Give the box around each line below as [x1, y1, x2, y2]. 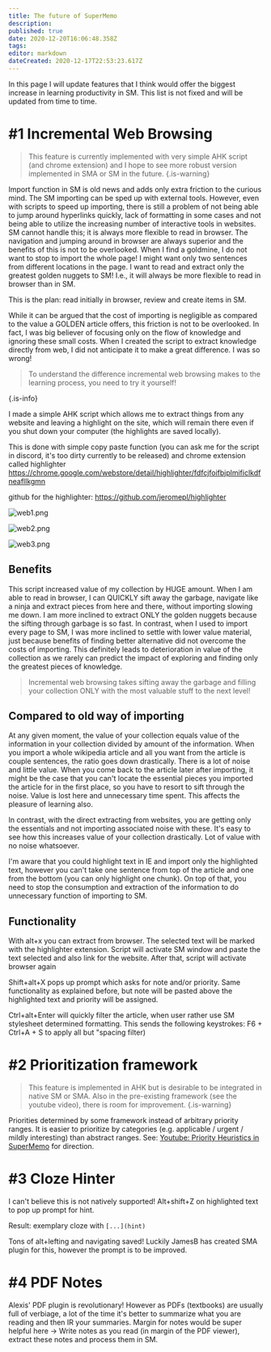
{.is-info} [8, 393, 38, 403]
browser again [8, 962, 57, 971]
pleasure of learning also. [8, 799, 94, 810]
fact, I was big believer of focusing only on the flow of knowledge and [8, 327, 241, 337]
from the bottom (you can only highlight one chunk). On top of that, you [8, 874, 247, 883]
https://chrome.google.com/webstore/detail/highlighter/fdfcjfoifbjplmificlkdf [8, 467, 261, 478]
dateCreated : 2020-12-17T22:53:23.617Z [8, 57, 143, 66]
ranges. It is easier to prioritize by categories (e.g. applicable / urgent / [8, 1125, 244, 1134]
